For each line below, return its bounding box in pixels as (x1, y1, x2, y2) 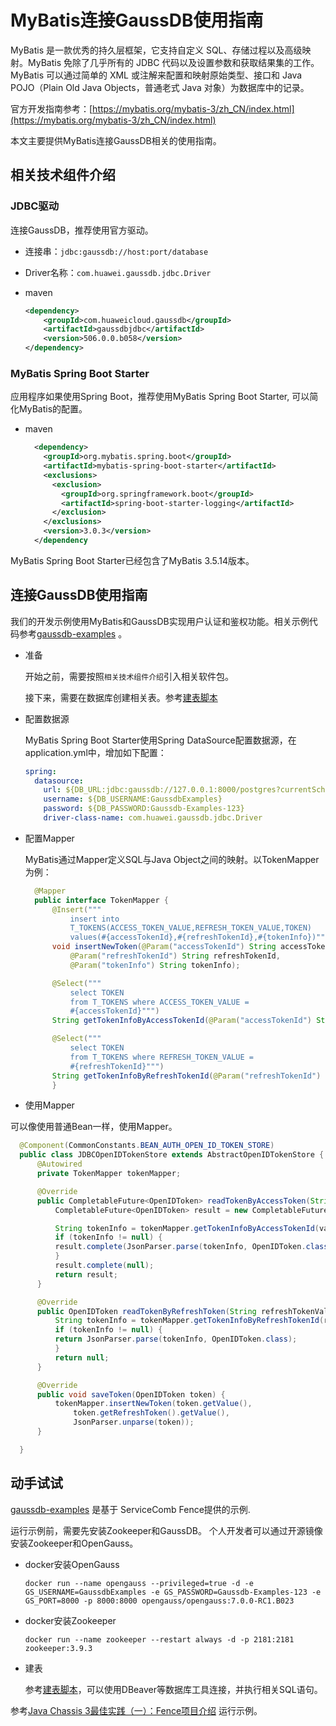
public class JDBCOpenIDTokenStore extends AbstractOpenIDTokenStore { (19, 1150, 325, 1160)
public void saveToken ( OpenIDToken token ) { (36, 1389, 226, 1400)
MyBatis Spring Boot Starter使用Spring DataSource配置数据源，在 (24, 734, 297, 746)
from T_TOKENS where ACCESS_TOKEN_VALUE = (69, 997, 250, 1007)
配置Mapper (24, 832, 75, 844)
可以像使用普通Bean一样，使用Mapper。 (10, 1121, 178, 1133)
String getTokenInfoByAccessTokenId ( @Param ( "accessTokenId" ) (51, 1016, 313, 1026)
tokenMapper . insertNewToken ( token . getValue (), (54, 1399, 253, 1409)
